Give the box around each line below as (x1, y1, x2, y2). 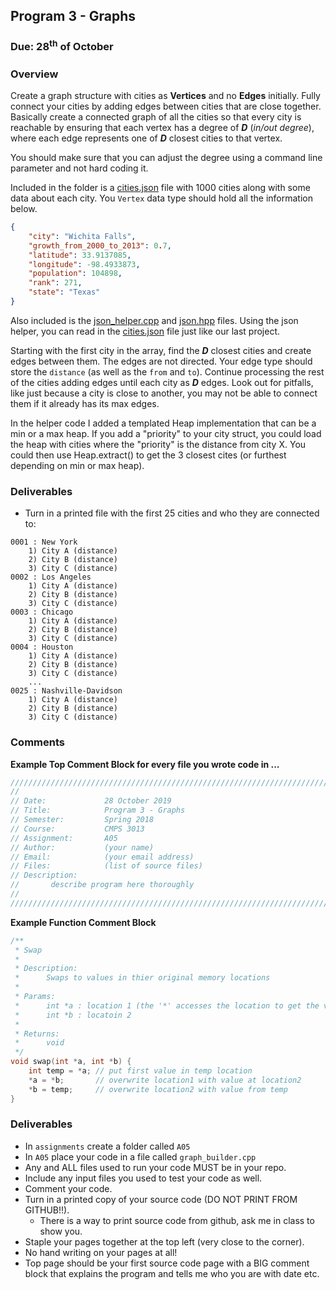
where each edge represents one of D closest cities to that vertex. (10, 132, 283, 144)
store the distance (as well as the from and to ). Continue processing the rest (10, 365, 325, 378)
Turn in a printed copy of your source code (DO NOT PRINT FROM (24, 1193, 298, 1205)
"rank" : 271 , (28, 278, 83, 288)
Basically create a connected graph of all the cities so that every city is (10, 111, 302, 123)
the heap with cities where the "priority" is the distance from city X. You (10, 438, 307, 450)
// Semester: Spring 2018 (10, 815, 155, 825)
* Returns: (14, 1029, 60, 1039)
